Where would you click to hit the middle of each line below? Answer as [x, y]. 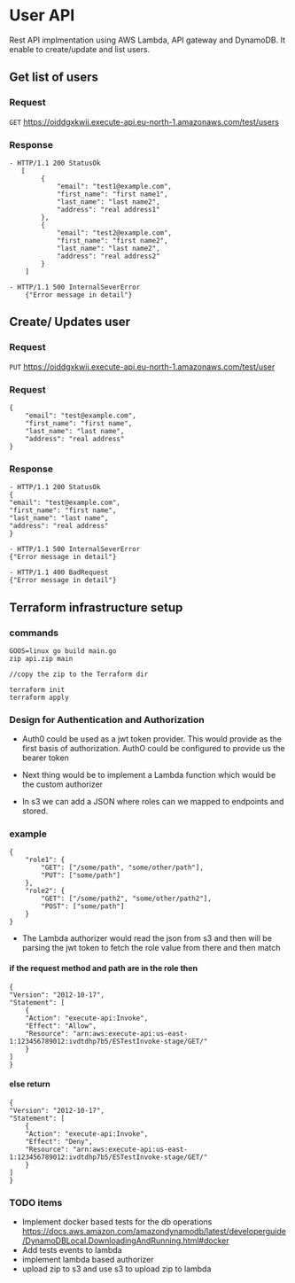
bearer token [45, 758]
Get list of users [54, 78]
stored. [35, 811]
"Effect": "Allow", [61, 1026]
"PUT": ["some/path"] [81, 875]
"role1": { [45, 860]
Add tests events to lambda [72, 1250]
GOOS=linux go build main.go [63, 651]
